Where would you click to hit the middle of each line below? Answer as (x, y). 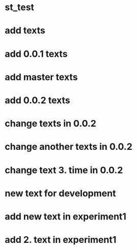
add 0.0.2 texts (37, 100)
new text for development (60, 193)
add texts (25, 31)
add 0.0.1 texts (36, 54)
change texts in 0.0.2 (50, 124)
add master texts (41, 77)
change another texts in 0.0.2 (69, 147)
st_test (19, 7)
